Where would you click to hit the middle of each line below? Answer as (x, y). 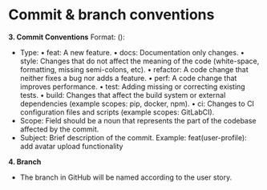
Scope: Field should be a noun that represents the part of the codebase (138, 120)
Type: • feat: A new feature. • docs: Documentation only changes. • (132, 52)
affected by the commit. (59, 129)
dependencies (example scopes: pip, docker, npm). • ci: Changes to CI (137, 103)
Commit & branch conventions (111, 15)
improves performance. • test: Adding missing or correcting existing (133, 87)
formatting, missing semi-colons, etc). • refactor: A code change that (134, 69)
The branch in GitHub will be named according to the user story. (126, 177)
